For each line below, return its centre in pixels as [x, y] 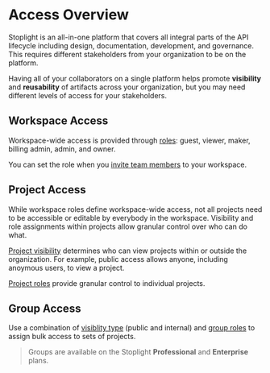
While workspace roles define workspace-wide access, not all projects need [135, 209]
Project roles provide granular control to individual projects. [107, 283]
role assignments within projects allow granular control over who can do [128, 226]
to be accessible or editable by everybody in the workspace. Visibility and [131, 218]
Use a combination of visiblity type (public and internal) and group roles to [132, 328]
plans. [38, 361]
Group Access [45, 308]
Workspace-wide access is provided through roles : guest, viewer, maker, [130, 140]
